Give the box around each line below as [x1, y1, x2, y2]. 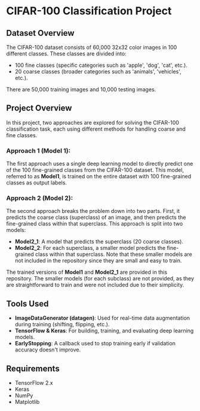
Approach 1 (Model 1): [6, 146, 70, 154]
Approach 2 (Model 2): [6, 194, 73, 202]
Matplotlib [14, 398, 40, 406]
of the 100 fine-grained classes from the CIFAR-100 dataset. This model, [6, 166, 184, 174]
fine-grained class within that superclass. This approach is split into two [6, 220, 183, 227]
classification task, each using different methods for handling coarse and [6, 125, 186, 132]
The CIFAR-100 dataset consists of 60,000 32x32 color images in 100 [6, 44, 177, 51]
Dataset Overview [6, 28, 75, 38]
